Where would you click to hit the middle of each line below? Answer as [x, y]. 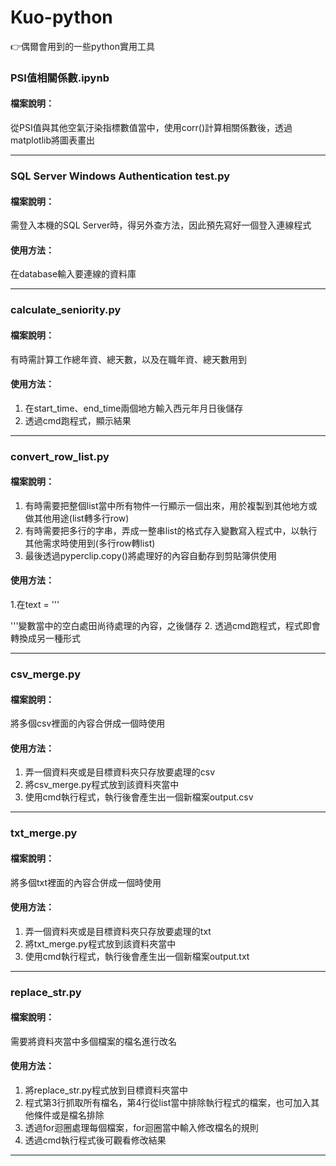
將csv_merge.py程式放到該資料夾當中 [102, 785]
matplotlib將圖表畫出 [52, 140]
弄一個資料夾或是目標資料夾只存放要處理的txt [118, 931]
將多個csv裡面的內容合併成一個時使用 [88, 723]
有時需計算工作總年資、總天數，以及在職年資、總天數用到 [128, 359]
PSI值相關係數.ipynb [60, 78]
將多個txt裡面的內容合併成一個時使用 [86, 882]
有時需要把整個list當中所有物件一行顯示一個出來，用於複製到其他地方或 [171, 505]
